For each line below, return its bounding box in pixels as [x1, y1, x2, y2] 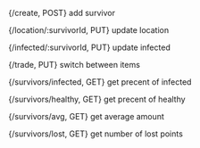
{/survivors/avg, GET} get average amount [8, 111, 164, 121]
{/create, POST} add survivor [8, 8, 115, 18]
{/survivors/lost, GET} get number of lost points [8, 128, 184, 139]
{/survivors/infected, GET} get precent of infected [8, 77, 192, 87]
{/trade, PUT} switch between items [8, 60, 140, 70]
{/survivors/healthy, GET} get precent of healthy [8, 94, 186, 104]
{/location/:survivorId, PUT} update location [8, 25, 170, 35]
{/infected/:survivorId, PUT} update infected [8, 42, 171, 53]
